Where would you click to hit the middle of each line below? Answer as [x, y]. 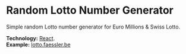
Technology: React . [31, 38]
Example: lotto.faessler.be [38, 45]
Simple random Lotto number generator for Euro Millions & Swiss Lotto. [93, 27]
